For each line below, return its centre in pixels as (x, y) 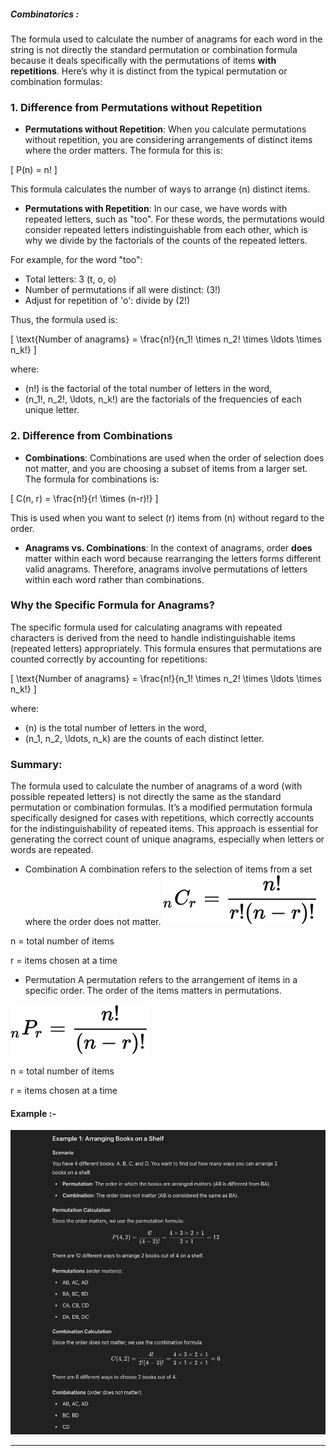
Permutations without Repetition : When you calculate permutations (165, 129)
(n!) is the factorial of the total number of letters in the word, (148, 389)
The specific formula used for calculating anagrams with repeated (146, 627)
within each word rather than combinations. (114, 579)
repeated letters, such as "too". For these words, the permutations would (174, 219)
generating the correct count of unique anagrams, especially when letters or (167, 839)
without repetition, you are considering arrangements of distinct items (168, 140)
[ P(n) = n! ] (34, 170)
